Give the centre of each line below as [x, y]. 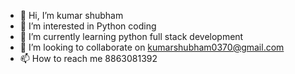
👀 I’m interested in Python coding [88, 26]
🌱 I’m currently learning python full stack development [131, 36]
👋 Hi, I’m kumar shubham [71, 15]
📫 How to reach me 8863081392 [88, 58]
